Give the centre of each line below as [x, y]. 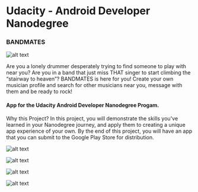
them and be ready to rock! [39, 92]
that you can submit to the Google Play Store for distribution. [80, 137]
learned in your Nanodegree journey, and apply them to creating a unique [96, 124]
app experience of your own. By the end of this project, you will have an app [99, 131]
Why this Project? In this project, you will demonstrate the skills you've [92, 118]
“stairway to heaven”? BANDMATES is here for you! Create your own [90, 79]
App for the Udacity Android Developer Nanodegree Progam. [83, 105]
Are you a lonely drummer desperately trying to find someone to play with [96, 66]
